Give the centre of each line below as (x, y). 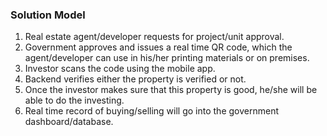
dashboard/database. (69, 122)
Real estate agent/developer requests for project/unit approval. (154, 37)
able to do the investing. (74, 100)
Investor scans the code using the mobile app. (120, 69)
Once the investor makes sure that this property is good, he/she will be (171, 90)
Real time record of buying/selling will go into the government (151, 111)
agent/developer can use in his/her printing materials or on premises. (167, 58)
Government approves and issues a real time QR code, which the (158, 47)
